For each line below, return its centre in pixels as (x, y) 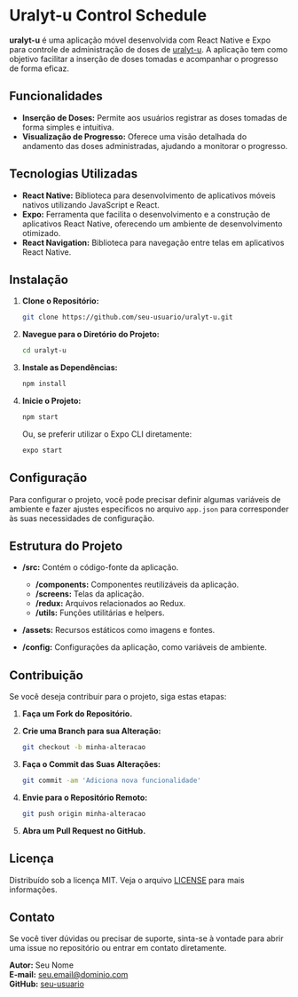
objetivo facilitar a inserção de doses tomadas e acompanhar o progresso (144, 59)
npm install (44, 384)
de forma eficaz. (39, 68)
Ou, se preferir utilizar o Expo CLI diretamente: (107, 434)
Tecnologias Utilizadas (74, 174)
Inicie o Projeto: (51, 401)
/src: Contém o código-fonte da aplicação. (100, 567)
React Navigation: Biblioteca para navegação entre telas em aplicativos (153, 242)
